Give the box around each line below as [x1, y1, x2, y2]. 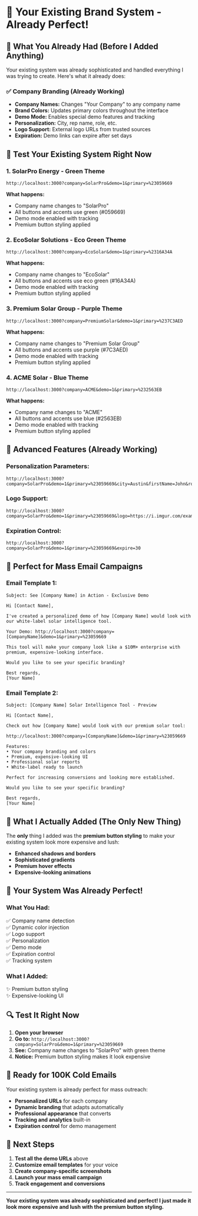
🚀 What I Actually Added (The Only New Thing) [6, 817, 181, 827]
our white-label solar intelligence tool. [6, 618, 112, 624]
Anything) [6, 50, 44, 61]
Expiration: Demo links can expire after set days [14, 132, 133, 139]
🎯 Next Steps [6, 1139, 55, 1149]
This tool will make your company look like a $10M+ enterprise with [6, 644, 181, 650]
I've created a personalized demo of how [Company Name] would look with [6, 613, 192, 619]
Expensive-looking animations [14, 869, 91, 876]
